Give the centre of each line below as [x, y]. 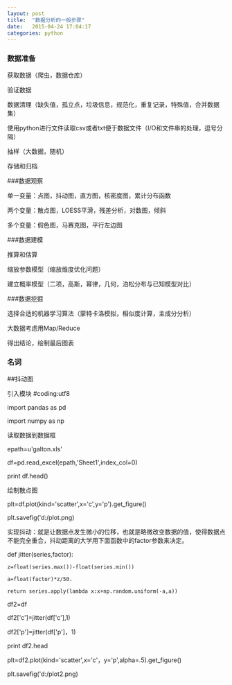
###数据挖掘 [25, 298]
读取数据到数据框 [32, 435]
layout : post [26, 14]
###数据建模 [25, 239]
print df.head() [28, 476]
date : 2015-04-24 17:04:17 [49, 26]
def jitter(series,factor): [41, 554]
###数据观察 [25, 180]
